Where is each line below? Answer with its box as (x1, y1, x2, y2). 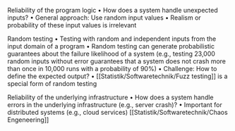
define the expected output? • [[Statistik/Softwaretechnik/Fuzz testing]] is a (7, 72, 228, 80)
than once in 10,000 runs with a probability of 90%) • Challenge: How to (7, 65, 217, 73)
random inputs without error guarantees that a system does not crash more (7, 57, 226, 65)
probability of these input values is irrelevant (7, 21, 137, 29)
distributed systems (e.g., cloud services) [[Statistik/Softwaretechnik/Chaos (7, 108, 228, 116)
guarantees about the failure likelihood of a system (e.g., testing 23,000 (7, 49, 215, 58)
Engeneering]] (7, 116, 49, 124)
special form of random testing (7, 80, 97, 87)
